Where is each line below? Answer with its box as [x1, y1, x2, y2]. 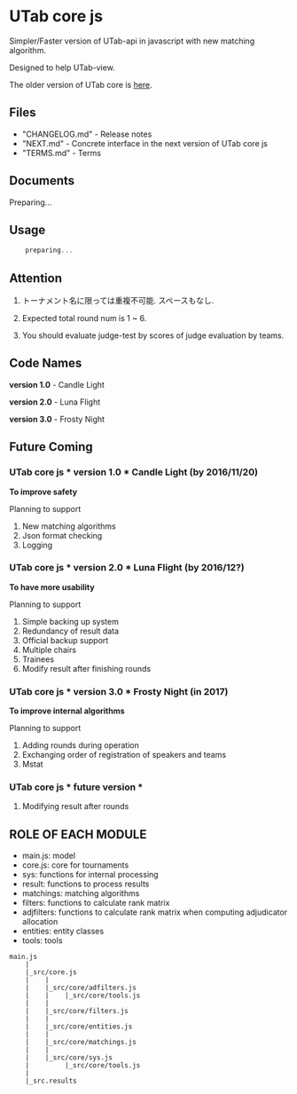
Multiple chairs [21, 644, 77, 655]
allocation [21, 917, 59, 927]
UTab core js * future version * [9, 781, 144, 793]
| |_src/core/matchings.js [25, 1038, 137, 1047]
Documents [9, 173, 75, 188]
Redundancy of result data [21, 626, 120, 636]
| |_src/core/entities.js [25, 1022, 133, 1031]
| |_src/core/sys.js [25, 1053, 113, 1062]
